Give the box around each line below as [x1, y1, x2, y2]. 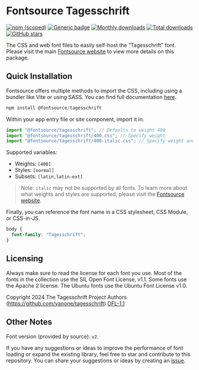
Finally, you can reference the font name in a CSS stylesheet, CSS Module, [6, 209, 188, 216]
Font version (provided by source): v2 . [6, 333, 99, 340]
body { [6, 227, 23, 232]
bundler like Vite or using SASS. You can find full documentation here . [6, 93, 176, 100]
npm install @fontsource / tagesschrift [6, 105, 102, 111]
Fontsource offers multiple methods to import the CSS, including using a [6, 87, 182, 94]
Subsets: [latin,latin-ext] [14, 173, 83, 180]
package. [6, 54, 29, 61]
